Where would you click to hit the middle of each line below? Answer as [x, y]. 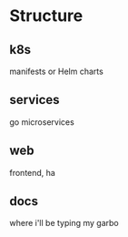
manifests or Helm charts [57, 71]
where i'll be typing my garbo [64, 223]
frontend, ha [33, 172]
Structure [46, 16]
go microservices [42, 122]
